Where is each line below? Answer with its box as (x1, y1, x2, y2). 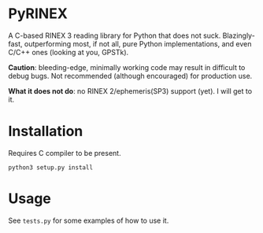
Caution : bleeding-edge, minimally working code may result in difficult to (8, 62, 246, 72)
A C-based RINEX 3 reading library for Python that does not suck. (8, 31, 221, 40)
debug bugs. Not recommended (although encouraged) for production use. (8, 71, 253, 80)
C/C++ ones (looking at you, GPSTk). (8, 47, 129, 57)
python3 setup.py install (8, 163, 93, 172)
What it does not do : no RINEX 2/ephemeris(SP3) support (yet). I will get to (8, 86, 253, 95)
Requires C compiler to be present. (8, 148, 121, 157)
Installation (8, 123, 83, 140)
